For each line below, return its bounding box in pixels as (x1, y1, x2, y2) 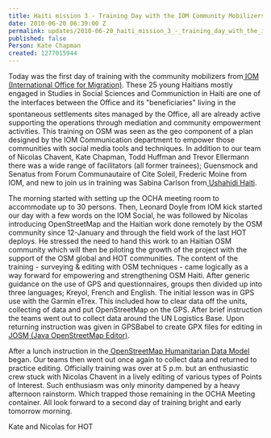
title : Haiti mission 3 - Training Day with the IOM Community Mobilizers (8, 11, 265, 20)
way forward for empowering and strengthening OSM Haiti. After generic (8, 271, 250, 280)
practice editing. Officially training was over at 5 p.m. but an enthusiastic (8, 364, 249, 373)
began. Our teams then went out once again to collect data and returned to (8, 355, 257, 364)
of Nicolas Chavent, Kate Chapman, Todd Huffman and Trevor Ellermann (8, 152, 250, 161)
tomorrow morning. (8, 407, 73, 415)
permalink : (8, 27, 45, 35)
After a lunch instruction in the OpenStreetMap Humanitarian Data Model (8, 346, 250, 356)
